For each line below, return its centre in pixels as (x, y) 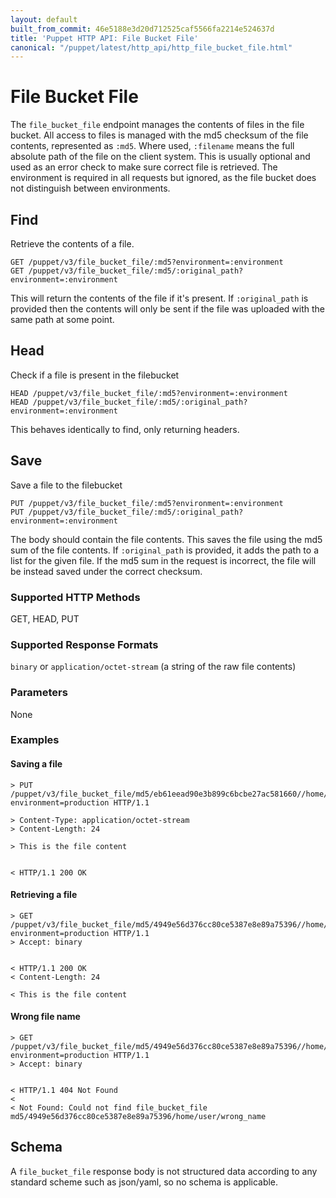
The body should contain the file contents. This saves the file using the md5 (166, 539)
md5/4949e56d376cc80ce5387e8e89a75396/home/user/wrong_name (138, 1117)
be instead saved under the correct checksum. (106, 571)
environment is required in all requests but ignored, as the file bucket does (163, 178)
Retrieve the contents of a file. (72, 244)
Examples (35, 740)
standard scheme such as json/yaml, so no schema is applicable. (144, 1182)
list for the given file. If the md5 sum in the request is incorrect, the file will (163, 560)
